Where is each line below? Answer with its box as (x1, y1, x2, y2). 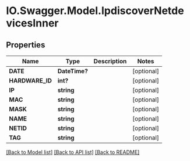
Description (93, 57, 127, 65)
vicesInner (6, 16, 59, 30)
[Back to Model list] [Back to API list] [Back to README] (6, 149, 140, 156)
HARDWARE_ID (9, 77, 52, 84)
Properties (6, 40, 45, 50)
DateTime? (57, 67, 89, 75)
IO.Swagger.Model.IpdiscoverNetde (6, 4, 185, 18)
